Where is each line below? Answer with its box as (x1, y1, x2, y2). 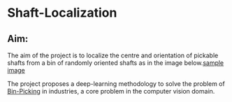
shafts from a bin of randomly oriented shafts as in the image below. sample (7, 59, 224, 67)
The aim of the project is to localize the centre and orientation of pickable (7, 51, 219, 59)
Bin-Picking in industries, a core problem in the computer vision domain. (7, 87, 215, 95)
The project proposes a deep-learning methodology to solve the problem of (7, 80, 225, 88)
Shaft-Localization (7, 5, 117, 21)
